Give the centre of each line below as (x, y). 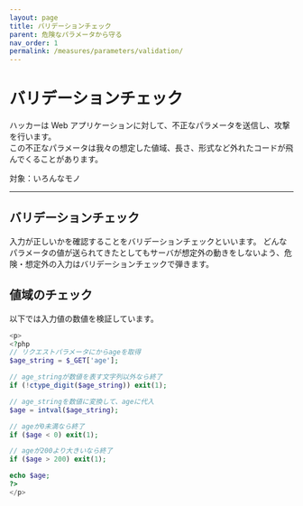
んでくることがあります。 (56, 160)
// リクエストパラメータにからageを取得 (75, 353)
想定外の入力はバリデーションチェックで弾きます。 (119, 263)
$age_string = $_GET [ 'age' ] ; (64, 361)
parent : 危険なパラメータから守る (66, 34)
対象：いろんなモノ (45, 179)
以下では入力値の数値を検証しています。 (84, 318)
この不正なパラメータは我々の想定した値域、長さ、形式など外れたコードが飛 (151, 148)
